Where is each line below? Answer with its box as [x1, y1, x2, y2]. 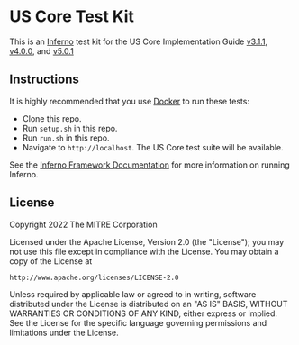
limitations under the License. [9, 327, 119, 338]
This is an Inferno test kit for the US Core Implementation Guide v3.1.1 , [9, 36, 268, 47]
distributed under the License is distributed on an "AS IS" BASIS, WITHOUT [9, 298, 288, 309]
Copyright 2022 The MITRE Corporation [9, 219, 158, 230]
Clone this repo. [22, 113, 82, 123]
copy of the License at [9, 255, 93, 267]
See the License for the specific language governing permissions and [9, 317, 267, 328]
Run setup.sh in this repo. [22, 123, 118, 133]
